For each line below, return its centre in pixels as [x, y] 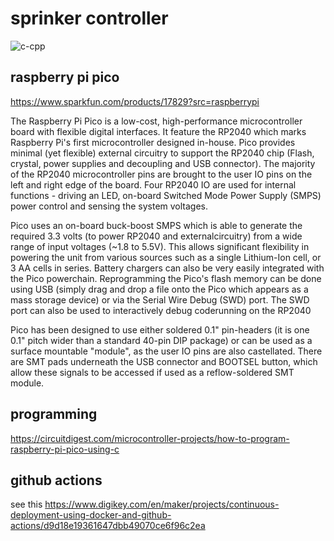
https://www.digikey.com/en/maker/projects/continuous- [162, 504]
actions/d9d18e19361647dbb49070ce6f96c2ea [108, 526]
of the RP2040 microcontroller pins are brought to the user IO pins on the [161, 174]
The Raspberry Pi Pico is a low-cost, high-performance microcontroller [156, 121]
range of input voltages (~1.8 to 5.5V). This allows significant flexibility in [160, 246]
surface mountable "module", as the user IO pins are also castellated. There [166, 351]
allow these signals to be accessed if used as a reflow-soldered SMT [152, 372]
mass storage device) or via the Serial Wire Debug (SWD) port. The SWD [160, 299]
